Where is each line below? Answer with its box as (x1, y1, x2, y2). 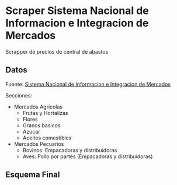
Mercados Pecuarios (13, 140, 64, 147)
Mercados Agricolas (13, 103, 63, 110)
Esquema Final (5, 170, 60, 180)
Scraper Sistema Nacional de (5, 4, 150, 18)
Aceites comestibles (22, 134, 72, 141)
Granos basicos (22, 121, 61, 129)
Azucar (22, 128, 40, 135)
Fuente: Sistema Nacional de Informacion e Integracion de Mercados (5, 81, 171, 88)
